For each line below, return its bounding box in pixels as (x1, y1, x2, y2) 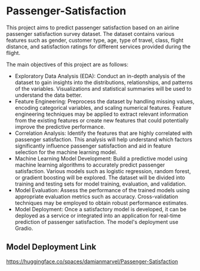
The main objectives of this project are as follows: (6, 61, 129, 68)
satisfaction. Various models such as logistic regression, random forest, (14, 167, 191, 174)
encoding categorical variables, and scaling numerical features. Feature (14, 104, 192, 111)
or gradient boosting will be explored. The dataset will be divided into (14, 174, 186, 181)
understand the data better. (14, 91, 82, 98)
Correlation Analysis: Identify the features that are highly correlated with (14, 130, 193, 137)
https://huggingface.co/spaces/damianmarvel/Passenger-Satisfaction (6, 258, 179, 265)
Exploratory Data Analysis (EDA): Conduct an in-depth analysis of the (14, 72, 186, 79)
